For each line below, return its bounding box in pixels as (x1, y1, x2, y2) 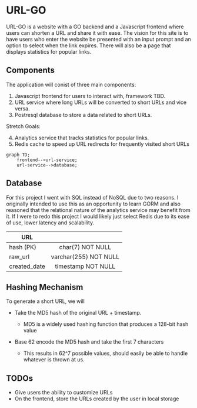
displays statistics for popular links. (6, 48, 92, 55)
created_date (9, 262, 46, 270)
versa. (14, 105, 31, 112)
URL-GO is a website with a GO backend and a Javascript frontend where (6, 23, 184, 30)
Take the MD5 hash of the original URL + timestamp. (14, 309, 142, 316)
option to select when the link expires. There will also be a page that (6, 42, 171, 49)
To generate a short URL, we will (6, 298, 85, 305)
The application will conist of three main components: (6, 81, 136, 88)
